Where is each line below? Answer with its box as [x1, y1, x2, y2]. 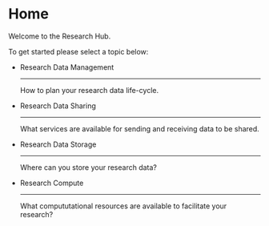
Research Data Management [19, 62, 114, 72]
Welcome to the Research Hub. [8, 31, 111, 41]
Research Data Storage [19, 139, 97, 149]
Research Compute [19, 178, 84, 188]
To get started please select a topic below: [8, 46, 149, 56]
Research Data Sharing [19, 101, 96, 111]
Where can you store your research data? [19, 162, 158, 172]
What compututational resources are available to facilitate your [19, 201, 227, 211]
